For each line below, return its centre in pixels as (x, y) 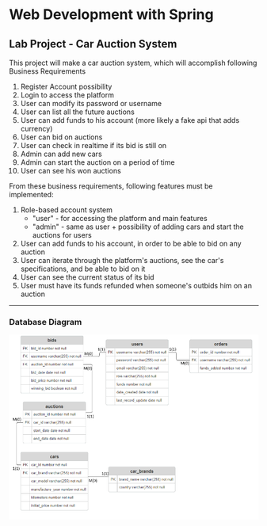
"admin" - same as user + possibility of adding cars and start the (138, 227)
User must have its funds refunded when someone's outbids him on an (136, 286)
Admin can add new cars (61, 154)
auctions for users (62, 235)
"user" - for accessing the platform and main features (120, 218)
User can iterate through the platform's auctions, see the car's (122, 260)
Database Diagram (46, 322)
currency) (36, 129)
